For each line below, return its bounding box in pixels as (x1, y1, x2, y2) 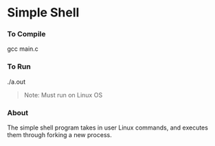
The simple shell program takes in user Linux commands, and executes (7, 123, 208, 132)
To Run (7, 62, 31, 71)
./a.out (7, 77, 26, 86)
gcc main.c (7, 45, 39, 53)
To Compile (7, 29, 46, 39)
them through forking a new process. (7, 131, 112, 139)
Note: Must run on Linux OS (23, 90, 103, 99)
